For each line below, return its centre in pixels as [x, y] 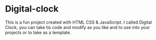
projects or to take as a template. [38, 32]
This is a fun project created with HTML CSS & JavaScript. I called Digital [78, 22]
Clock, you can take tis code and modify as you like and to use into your [78, 27]
